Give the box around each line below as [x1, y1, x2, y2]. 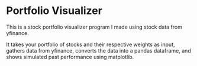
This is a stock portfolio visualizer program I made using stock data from [6, 23, 182, 30]
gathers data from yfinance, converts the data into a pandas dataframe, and [6, 47, 191, 54]
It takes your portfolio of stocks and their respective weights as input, [6, 41, 176, 48]
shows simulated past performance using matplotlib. [6, 53, 134, 60]
